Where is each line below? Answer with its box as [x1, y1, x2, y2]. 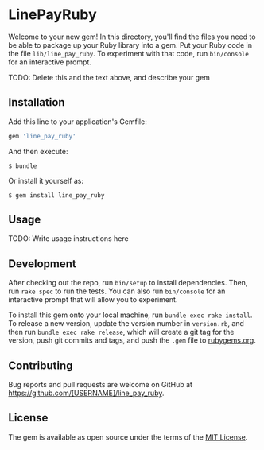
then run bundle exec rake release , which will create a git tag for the [8, 328, 235, 337]
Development [8, 257, 77, 270]
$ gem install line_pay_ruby [8, 191, 105, 200]
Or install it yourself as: [8, 176, 83, 185]
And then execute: [8, 146, 68, 156]
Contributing [8, 359, 73, 372]
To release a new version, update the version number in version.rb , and [8, 319, 245, 328]
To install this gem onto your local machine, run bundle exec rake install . [8, 310, 253, 320]
